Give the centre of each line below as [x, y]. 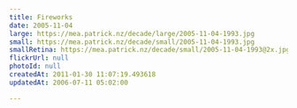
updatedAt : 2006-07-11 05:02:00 [69, 83]
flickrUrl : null [39, 58]
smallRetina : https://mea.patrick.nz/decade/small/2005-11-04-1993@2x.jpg [150, 50]
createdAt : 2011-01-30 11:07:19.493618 [83, 75]
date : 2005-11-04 [41, 25]
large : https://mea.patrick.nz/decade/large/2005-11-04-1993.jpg [132, 33]
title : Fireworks [41, 17]
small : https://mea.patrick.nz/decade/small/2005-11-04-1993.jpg [132, 42]
